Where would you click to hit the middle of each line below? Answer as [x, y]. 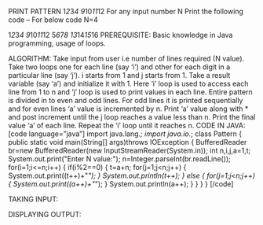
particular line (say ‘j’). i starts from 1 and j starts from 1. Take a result [119, 75]
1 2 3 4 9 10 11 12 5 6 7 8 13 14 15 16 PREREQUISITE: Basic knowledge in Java [121, 35]
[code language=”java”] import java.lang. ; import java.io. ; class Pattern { [125, 134]
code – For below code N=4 [53, 20]
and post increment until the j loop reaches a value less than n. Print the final [132, 117]
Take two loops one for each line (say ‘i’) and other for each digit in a [119, 67]
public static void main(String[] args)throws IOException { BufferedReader [128, 142]
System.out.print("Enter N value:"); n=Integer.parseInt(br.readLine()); [120, 159]
